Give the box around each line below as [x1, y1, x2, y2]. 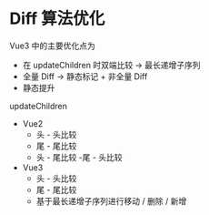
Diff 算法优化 [9, 8, 105, 29]
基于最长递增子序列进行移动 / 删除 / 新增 [35, 195, 187, 206]
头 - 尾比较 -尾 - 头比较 [35, 151, 123, 162]
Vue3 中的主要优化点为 [9, 40, 95, 51]
